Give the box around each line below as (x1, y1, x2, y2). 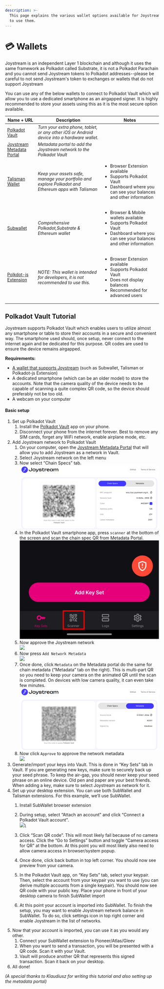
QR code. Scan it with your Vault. (19, 948, 86, 954)
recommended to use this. (38, 279, 90, 285)
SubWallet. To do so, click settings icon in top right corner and (19, 913, 145, 919)
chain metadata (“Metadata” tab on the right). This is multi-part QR (19, 667, 154, 673)
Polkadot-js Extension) (12, 370, 58, 376)
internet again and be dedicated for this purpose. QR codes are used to (5, 341, 148, 347)
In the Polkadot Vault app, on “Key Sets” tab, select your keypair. (19, 872, 150, 878)
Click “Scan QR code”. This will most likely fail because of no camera (19, 832, 158, 838)
